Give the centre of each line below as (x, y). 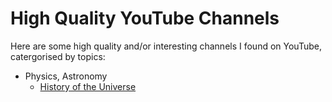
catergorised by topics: (58, 56)
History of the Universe (88, 86)
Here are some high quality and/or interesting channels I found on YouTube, (166, 46)
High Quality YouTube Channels (145, 18)
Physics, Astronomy (66, 76)
